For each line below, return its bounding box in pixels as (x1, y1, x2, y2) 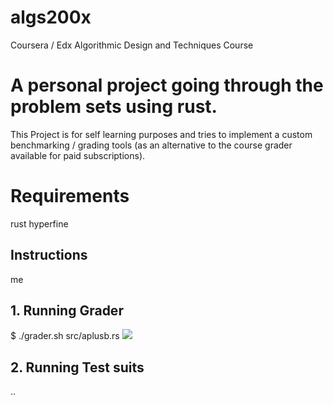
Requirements (10, 185, 130, 208)
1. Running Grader (10, 302, 124, 320)
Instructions (10, 247, 88, 264)
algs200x (10, 6, 92, 29)
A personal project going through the (10, 74, 324, 97)
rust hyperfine (10, 217, 69, 230)
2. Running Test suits (10, 359, 145, 376)
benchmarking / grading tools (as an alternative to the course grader (10, 139, 293, 151)
